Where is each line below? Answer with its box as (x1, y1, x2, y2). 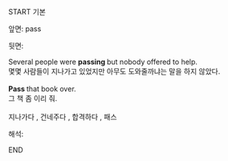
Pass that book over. (8, 84, 76, 94)
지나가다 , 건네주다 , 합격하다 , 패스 (8, 112, 118, 122)
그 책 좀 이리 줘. (8, 94, 58, 103)
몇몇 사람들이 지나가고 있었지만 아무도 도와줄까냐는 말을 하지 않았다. (8, 66, 221, 76)
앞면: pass (8, 24, 42, 34)
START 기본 (8, 7, 47, 16)
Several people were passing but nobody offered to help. (8, 57, 198, 66)
